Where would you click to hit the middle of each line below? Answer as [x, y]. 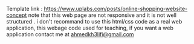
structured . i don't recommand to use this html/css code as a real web [94, 21]
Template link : [24, 9]
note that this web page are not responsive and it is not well [102, 15]
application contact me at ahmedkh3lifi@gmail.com [70, 34]
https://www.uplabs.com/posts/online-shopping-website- [116, 9]
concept [17, 15]
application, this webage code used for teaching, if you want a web [90, 28]
